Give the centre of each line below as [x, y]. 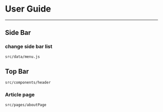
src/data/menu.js [23, 57]
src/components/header [28, 83]
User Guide [28, 9]
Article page [20, 95]
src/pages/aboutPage [26, 105]
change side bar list [29, 47]
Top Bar [17, 72]
